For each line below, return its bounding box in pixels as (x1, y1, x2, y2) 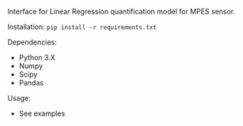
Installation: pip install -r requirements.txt (7, 22, 158, 31)
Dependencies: (7, 37, 57, 47)
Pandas (18, 78, 44, 87)
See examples (18, 109, 66, 118)
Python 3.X (18, 53, 56, 62)
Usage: (7, 94, 31, 102)
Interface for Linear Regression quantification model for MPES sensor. (7, 7, 236, 16)
